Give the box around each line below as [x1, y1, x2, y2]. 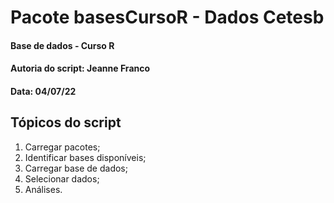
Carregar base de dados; [24, 162, 128, 174]
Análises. [24, 183, 63, 195]
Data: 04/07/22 [10, 85, 77, 97]
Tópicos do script [10, 114, 122, 131]
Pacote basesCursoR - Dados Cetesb [10, 6, 325, 29]
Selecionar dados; [24, 172, 100, 185]
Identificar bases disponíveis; [24, 151, 147, 163]
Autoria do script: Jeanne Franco [10, 62, 151, 75]
